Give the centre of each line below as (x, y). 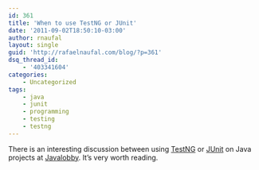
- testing (39, 119)
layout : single (33, 45)
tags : (17, 89)
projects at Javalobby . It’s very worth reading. (83, 157)
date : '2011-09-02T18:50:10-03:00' (67, 30)
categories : (28, 75)
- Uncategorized (50, 82)
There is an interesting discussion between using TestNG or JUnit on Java (130, 149)
